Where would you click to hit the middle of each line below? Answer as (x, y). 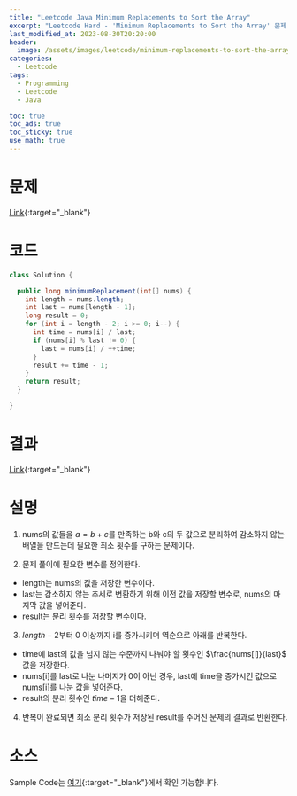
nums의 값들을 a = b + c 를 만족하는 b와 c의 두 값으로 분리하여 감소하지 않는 (153, 534)
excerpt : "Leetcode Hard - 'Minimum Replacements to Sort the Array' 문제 (148, 26)
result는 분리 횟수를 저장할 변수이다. (84, 616)
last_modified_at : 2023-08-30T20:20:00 (83, 34)
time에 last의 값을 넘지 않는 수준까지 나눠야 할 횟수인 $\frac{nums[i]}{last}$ (154, 653)
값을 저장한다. (46, 665)
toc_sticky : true (41, 133)
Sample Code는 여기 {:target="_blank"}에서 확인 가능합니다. (114, 782)
